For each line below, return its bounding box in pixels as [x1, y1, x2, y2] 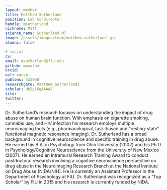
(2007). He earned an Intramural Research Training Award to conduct [5, 152, 149, 158]
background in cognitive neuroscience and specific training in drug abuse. [5, 136, 159, 142]
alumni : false [5, 40, 35, 45]
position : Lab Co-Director [5, 17, 62, 22]
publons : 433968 [5, 77, 39, 82]
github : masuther [5, 63, 42, 68]
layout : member [5, 7, 37, 13]
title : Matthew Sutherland [5, 12, 62, 17]
